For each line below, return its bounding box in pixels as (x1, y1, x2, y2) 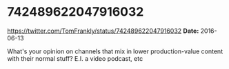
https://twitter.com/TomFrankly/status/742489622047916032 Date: (7, 27, 199, 35)
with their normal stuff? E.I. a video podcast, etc (7, 54, 143, 62)
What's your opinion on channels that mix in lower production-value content (7, 47, 223, 55)
